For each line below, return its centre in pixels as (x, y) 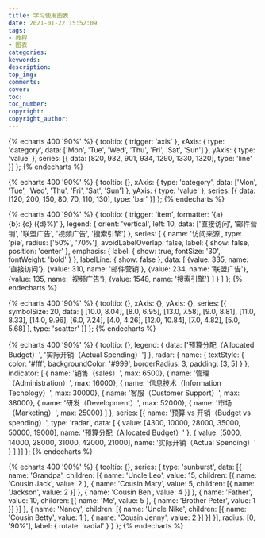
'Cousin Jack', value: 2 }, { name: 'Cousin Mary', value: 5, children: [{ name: (131, 483)
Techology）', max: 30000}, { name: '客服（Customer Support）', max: (124, 393)
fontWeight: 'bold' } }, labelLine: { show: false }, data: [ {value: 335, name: (129, 259)
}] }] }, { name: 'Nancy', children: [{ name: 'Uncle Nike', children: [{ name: (127, 509)
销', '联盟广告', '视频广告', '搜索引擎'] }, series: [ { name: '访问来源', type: (125, 233)
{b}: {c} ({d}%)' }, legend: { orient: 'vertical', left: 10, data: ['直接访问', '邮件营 (133, 224)
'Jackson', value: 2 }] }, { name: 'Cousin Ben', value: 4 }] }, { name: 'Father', (130, 492)
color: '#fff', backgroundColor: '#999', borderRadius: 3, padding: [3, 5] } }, (129, 363)
